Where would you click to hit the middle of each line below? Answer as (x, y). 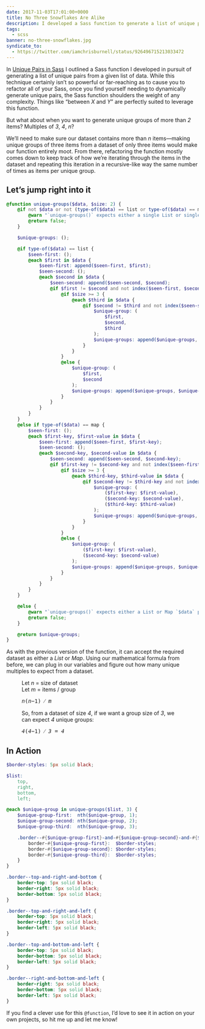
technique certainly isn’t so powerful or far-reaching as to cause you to (95, 82)
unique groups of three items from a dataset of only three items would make (102, 145)
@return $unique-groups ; (49, 634)
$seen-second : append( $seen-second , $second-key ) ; (116, 459)
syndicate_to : (24, 46)
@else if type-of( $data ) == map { (61, 425)
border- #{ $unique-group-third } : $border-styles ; (92, 855)
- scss (20, 35)
